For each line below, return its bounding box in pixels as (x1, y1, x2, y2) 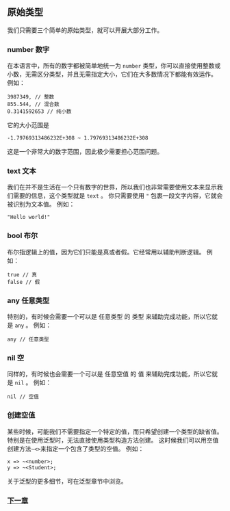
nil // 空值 (7, 393, 39, 400)
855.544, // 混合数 (7, 101, 60, 108)
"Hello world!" (7, 214, 51, 221)
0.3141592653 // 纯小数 (7, 108, 72, 115)
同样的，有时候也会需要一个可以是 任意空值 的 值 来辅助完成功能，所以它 (7, 370, 212, 378)
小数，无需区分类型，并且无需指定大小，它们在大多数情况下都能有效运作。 (7, 70, 217, 79)
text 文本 (7, 166, 36, 176)
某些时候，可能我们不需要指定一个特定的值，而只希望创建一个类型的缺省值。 (7, 427, 223, 436)
